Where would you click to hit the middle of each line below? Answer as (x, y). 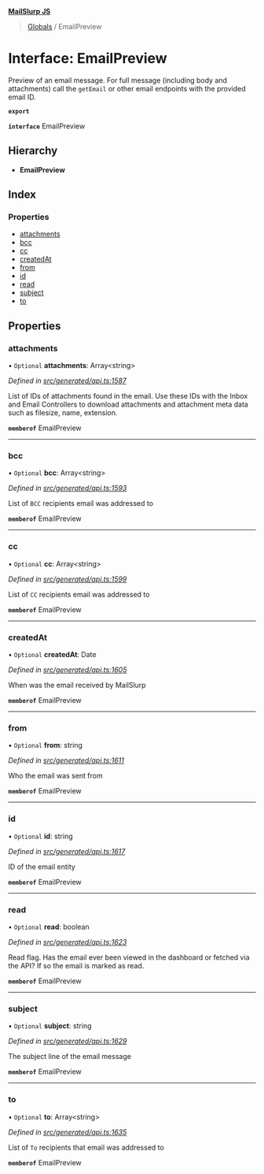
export (19, 111)
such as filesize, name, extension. (63, 413)
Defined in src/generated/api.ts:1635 (68, 1132)
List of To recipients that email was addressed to (86, 1147)
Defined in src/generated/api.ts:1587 (68, 381)
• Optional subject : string (50, 1026)
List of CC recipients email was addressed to (79, 594)
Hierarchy (33, 151)
